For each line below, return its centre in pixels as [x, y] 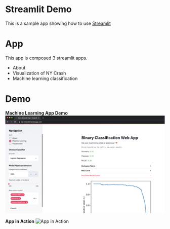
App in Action [20, 221]
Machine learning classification [45, 78]
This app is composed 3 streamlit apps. [46, 58]
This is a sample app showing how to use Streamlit [58, 23]
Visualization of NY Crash [39, 73]
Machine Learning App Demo [37, 113]
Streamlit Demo [38, 9]
